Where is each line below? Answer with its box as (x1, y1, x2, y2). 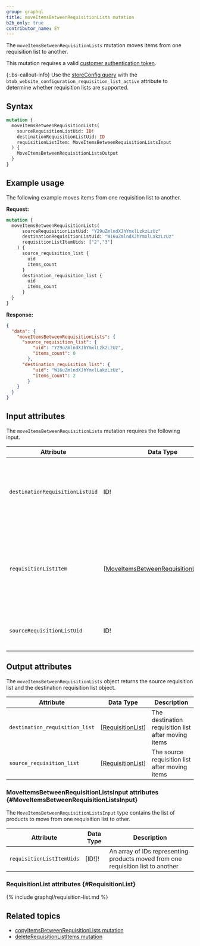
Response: (6, 311, 34, 318)
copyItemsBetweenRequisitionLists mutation (14, 927, 124, 934)
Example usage (6, 178, 64, 188)
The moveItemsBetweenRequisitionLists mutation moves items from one (6, 42, 182, 49)
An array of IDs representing (109, 847, 189, 855)
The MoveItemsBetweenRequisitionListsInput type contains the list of (6, 809, 176, 816)
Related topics (6, 911, 61, 921)
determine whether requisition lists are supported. (6, 84, 129, 91)
